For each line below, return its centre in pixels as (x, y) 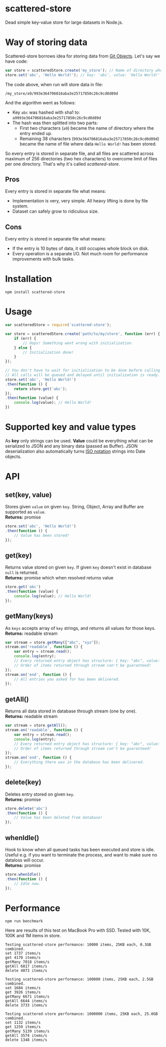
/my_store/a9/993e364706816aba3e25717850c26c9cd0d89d (62, 94)
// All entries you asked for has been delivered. (67, 679)
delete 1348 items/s (26, 1040)
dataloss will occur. (25, 860)
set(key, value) (28, 495)
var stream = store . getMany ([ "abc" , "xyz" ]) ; (53, 642)
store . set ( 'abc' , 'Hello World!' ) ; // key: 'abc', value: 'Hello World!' (83, 75)
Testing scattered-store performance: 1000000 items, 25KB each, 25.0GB (82, 1014)
